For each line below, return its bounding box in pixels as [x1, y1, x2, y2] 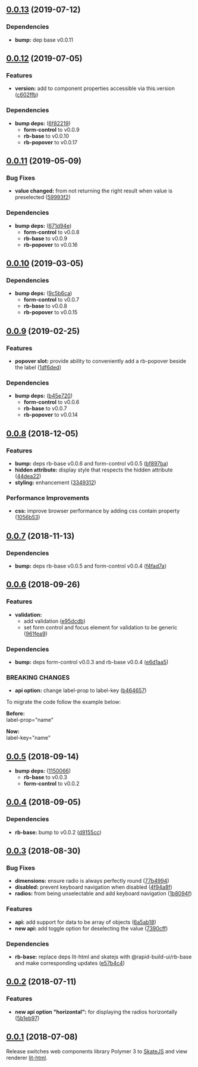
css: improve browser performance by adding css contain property [14, 507, 180, 514]
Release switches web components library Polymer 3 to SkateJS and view [6, 1047, 188, 1054]
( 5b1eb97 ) [14, 1015, 40, 1022]
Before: [6, 710, 25, 717]
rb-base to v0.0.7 [23, 405, 67, 412]
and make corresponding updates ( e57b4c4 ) [14, 960, 125, 967]
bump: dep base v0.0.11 [14, 36, 73, 44]
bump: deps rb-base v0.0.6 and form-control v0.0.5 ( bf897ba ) [14, 460, 168, 467]
